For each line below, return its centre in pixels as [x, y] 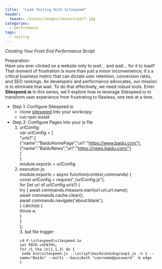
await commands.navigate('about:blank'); [62, 200]
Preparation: [18, 60]
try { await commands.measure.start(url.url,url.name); [74, 190]
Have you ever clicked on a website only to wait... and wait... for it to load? [80, 66]
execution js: [32, 169]
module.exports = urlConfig [47, 164]
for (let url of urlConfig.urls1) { [50, 185]
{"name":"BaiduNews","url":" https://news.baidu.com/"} [75, 148]
